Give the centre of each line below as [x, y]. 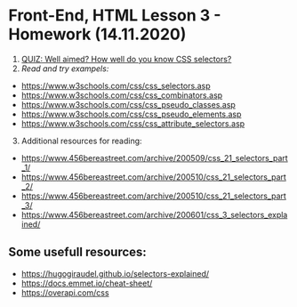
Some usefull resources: [78, 252]
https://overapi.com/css [65, 292]
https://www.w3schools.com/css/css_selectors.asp [116, 85]
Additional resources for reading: [82, 141]
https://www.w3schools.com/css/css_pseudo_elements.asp [131, 114]
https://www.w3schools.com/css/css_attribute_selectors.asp [133, 123]
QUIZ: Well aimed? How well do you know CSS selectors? [126, 59]
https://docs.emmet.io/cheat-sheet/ [87, 283]
